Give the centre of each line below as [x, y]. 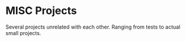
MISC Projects [41, 11]
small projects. [23, 33]
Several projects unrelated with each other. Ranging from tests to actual [93, 27]
